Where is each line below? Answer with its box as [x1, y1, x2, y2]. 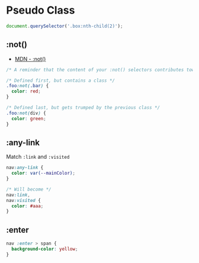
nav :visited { [6, 197, 41, 203]
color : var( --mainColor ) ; [11, 170, 76, 177]
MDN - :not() [14, 55, 46, 62]
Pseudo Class [6, 4, 75, 17]
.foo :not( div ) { [6, 110, 46, 116]
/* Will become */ [6, 186, 52, 193]
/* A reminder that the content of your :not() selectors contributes [6, 66, 184, 73]
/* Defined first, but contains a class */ [6, 78, 115, 84]
